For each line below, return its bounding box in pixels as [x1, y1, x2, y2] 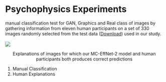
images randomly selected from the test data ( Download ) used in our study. [5, 30, 161, 36]
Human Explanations [12, 71, 55, 77]
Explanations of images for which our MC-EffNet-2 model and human [13, 50, 156, 56]
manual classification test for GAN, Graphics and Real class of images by [5, 20, 155, 26]
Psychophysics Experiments [5, 3, 127, 15]
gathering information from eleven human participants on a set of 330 [5, 25, 149, 31]
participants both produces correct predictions [36, 56, 133, 62]
